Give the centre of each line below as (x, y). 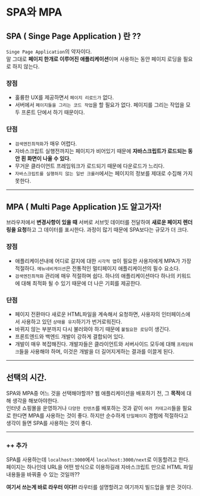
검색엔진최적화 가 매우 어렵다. (46, 143)
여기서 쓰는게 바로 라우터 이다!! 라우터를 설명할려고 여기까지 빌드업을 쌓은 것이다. (100, 487)
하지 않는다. (26, 66)
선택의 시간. (26, 378)
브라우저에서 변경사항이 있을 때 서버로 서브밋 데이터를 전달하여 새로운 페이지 (94, 222)
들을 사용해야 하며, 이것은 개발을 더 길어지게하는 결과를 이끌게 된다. (96, 351)
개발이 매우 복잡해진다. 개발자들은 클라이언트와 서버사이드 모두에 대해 (95, 344)
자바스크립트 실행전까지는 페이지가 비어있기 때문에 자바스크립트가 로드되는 (101, 151)
